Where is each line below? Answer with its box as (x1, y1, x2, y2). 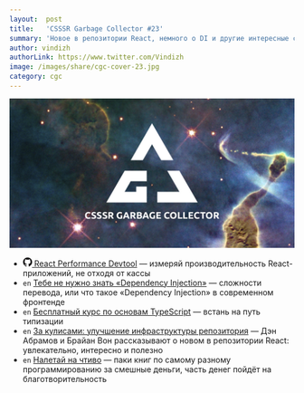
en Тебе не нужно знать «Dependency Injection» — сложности (22, 277, 262, 288)
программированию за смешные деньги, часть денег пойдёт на (22, 363, 272, 375)
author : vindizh (9, 43, 71, 53)
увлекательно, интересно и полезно (22, 344, 164, 355)
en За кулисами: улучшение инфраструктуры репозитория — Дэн (22, 325, 278, 336)
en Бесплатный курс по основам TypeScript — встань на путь (22, 306, 261, 317)
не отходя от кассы (75, 267, 151, 278)
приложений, (22, 267, 74, 278)
